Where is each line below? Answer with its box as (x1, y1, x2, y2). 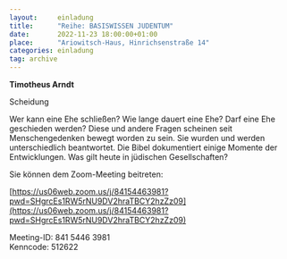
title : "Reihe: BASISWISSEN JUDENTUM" (9, 21, 174, 30)
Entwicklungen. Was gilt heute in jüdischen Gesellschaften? (9, 152, 229, 162)
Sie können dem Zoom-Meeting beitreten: (9, 169, 164, 180)
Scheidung (9, 96, 49, 107)
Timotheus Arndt (9, 79, 74, 89)
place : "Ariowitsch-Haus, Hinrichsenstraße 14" (9, 38, 210, 47)
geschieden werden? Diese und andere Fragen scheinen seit (9, 123, 232, 134)
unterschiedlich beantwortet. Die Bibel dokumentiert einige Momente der (9, 142, 278, 153)
